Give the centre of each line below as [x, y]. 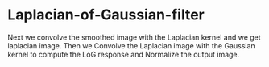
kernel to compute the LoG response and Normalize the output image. [124, 54]
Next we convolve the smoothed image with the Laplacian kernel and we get [134, 37]
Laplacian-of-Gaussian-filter [106, 15]
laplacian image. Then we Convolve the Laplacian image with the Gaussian [131, 45]
